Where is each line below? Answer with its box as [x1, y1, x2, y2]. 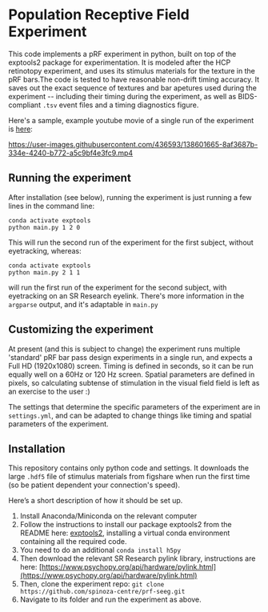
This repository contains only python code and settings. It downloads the [8, 463, 250, 473]
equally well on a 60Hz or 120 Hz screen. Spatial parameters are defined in [8, 370, 255, 379]
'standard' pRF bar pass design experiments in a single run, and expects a [8, 352, 254, 362]
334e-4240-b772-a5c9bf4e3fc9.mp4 [8, 148, 134, 158]
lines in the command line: [8, 201, 94, 210]
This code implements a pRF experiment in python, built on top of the [8, 49, 237, 58]
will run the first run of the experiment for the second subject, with [8, 282, 227, 292]
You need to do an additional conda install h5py [19, 546, 182, 555]
